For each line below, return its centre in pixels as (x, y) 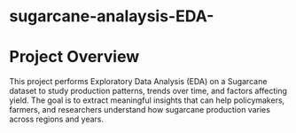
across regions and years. (57, 119)
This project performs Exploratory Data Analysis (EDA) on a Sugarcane (138, 82)
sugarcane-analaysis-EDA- (112, 16)
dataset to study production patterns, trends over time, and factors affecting (148, 91)
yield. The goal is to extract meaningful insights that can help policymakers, (147, 100)
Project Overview (74, 57)
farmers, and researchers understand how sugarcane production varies (140, 110)
